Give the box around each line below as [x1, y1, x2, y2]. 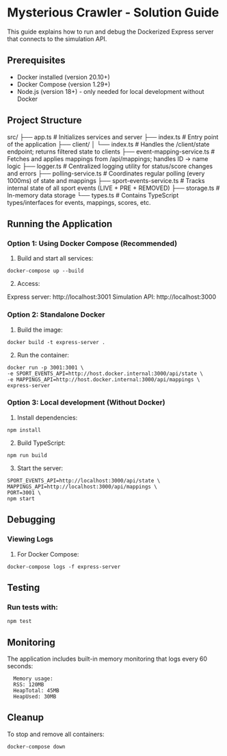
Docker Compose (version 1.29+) [16, 80, 111, 88]
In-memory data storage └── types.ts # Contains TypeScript [7, 191, 179, 199]
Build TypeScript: [16, 439, 66, 447]
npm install [7, 426, 41, 433]
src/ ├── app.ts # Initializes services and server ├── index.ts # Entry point [7, 132, 219, 141]
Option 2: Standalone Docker [7, 310, 105, 319]
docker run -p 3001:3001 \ [7, 364, 84, 371]
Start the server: [16, 464, 64, 472]
